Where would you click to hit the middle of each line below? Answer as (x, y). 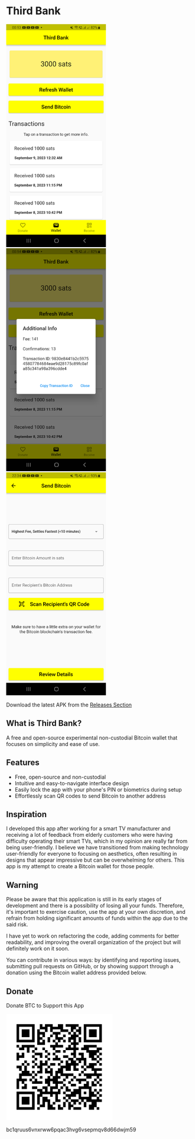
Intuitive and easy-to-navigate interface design (72, 783)
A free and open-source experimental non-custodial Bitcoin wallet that (92, 738)
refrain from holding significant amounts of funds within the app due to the (97, 918)
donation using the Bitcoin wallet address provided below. (77, 972)
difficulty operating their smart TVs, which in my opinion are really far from (97, 841)
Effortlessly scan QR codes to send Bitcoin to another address (90, 796)
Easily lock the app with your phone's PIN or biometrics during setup (98, 789)
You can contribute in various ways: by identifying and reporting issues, (93, 960)
